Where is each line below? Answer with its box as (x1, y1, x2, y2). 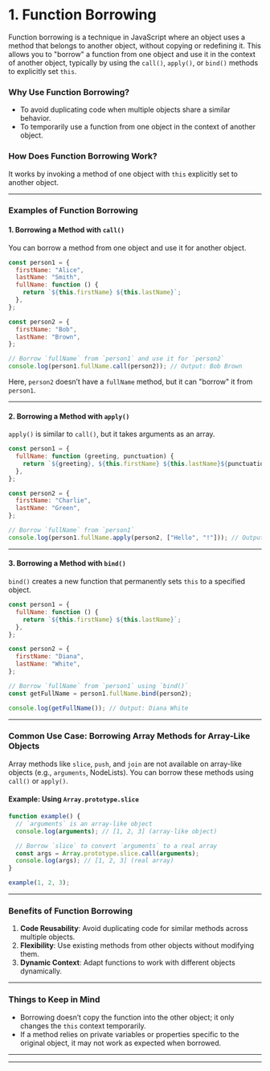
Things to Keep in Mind (8, 994, 100, 1005)
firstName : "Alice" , (15, 266, 84, 274)
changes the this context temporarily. (19, 1020, 146, 1031)
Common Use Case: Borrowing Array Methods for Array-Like (8, 731, 251, 742)
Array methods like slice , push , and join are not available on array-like (8, 759, 243, 768)
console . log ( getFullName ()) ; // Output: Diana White (8, 704, 189, 712)
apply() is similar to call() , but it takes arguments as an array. (8, 429, 215, 439)
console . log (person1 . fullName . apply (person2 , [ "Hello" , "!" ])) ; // (8, 533, 239, 542)
